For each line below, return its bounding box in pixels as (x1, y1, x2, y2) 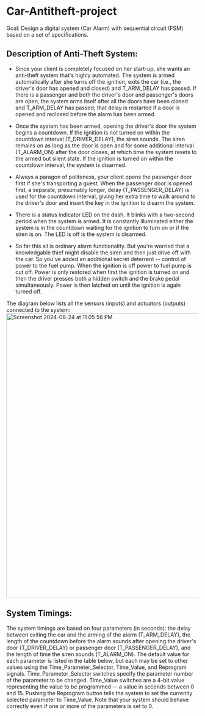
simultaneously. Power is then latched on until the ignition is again (15, 281, 181, 289)
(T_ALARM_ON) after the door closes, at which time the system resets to (15, 148, 197, 155)
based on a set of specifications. (6, 31, 88, 38)
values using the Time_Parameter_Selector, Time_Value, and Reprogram (6, 663, 187, 671)
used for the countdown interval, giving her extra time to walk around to (15, 193, 196, 200)
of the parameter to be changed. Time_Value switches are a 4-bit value (6, 676, 185, 684)
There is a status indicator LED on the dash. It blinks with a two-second (15, 211, 195, 218)
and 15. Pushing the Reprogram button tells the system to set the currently (6, 689, 193, 696)
